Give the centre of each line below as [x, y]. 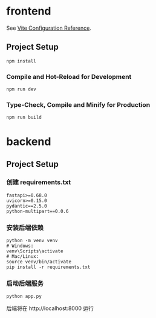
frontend [29, 11]
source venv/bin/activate [39, 262]
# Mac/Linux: [23, 257]
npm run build [24, 117]
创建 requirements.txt [39, 182]
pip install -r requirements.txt [48, 267]
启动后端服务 [25, 283]
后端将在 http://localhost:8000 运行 [50, 308]
